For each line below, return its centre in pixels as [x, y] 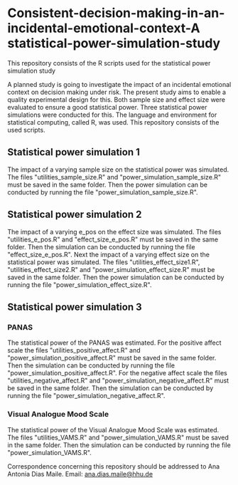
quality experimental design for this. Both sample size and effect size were [117, 99]
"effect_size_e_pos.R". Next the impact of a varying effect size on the [108, 254]
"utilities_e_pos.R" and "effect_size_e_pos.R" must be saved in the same [113, 239]
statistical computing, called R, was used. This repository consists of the [113, 122]
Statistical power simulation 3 [75, 307]
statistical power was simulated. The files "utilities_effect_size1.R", [104, 262]
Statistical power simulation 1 [74, 152]
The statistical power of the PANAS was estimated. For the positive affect [114, 343]
